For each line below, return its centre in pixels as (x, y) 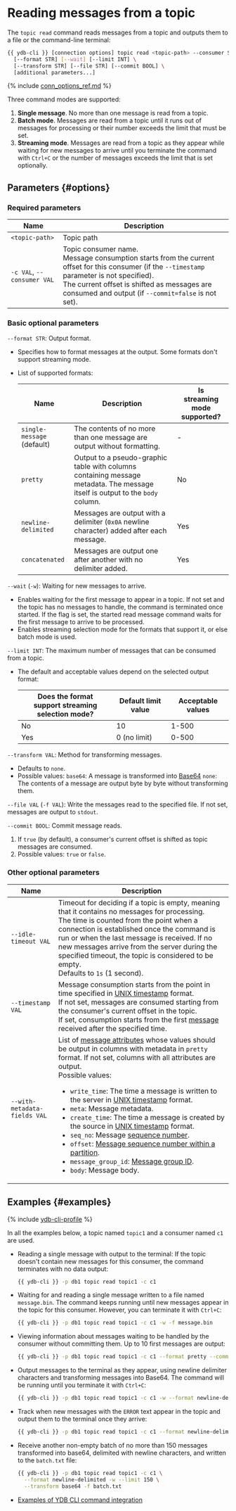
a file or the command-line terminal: (59, 39)
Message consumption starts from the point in (134, 985)
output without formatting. (117, 446)
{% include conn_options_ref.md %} (59, 86)
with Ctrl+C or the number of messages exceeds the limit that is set (115, 158)
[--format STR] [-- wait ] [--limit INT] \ (75, 59)
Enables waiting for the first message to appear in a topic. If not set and (121, 600)
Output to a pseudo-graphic (120, 457)
